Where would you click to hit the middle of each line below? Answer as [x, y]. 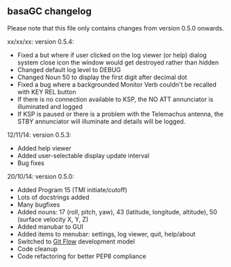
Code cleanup [37, 248]
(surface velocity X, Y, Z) [53, 219]
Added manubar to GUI [50, 226]
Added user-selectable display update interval [83, 155]
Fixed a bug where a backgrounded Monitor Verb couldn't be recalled [117, 84]
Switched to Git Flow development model [76, 241]
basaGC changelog [50, 11]
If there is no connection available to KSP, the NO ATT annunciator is [115, 99]
